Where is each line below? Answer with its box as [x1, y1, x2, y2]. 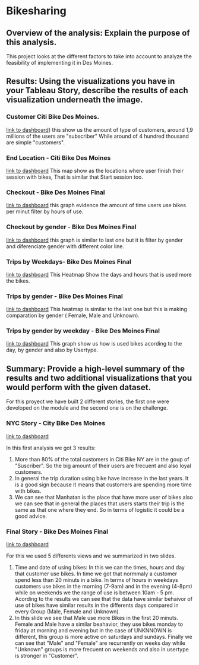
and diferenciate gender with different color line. [6, 242, 125, 250]
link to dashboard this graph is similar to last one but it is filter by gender [6, 236, 183, 243]
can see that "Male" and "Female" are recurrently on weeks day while [14, 639, 185, 647]
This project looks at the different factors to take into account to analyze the [6, 53, 192, 60]
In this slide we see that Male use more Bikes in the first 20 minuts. [14, 614, 179, 621]
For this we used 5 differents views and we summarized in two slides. [6, 552, 176, 559]
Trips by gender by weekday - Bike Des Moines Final [6, 327, 160, 335]
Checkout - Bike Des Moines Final [6, 188, 105, 197]
